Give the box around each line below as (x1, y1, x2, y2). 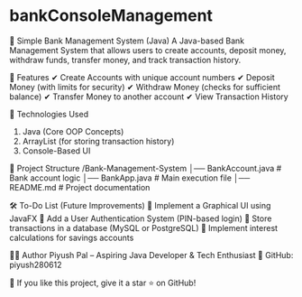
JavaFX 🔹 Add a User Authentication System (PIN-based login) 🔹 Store (9, 213, 272, 224)
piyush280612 (9, 259, 62, 270)
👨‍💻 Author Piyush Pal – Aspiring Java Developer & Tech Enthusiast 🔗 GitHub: (9, 249, 294, 260)
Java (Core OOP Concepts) (22, 125, 124, 136)
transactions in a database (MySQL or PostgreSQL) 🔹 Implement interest (9, 222, 278, 233)
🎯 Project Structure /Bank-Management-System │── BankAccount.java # (9, 162, 282, 173)
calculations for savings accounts (9, 232, 134, 243)
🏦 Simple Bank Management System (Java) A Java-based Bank (9, 35, 245, 46)
